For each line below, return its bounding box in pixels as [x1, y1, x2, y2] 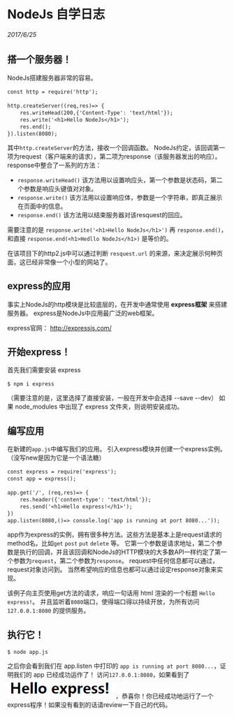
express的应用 [7, 280, 71, 292]
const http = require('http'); [7, 88, 98, 95]
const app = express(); [7, 476, 77, 483]
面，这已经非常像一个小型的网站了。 [7, 258, 112, 266]
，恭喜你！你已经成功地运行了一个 [115, 692, 214, 701]
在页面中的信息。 [17, 202, 67, 210]
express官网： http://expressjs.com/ [7, 323, 112, 332]
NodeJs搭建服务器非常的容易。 [7, 73, 98, 82]
